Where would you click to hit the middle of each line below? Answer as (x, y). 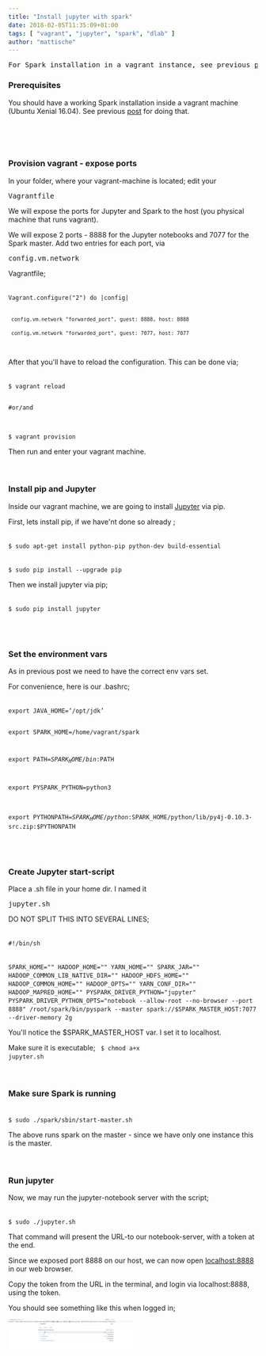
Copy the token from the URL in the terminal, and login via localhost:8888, (129, 1284)
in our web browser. (41, 1269)
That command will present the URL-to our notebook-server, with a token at (131, 1236)
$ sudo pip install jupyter (55, 609)
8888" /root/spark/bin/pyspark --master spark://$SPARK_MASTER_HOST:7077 (133, 1009)
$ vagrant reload (37, 386)
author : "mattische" (42, 42)
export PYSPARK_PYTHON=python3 (60, 788)
